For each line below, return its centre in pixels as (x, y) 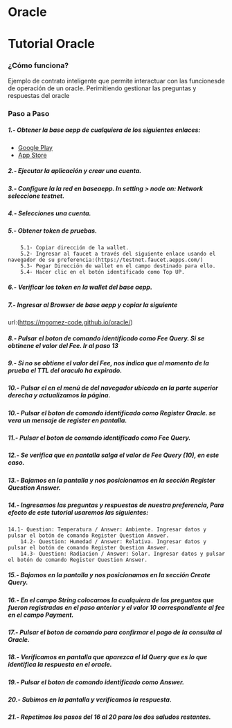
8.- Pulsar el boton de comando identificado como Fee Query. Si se (106, 338)
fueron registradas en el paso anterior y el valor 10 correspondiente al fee (116, 607)
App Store (32, 155)
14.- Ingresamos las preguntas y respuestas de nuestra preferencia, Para (116, 505)
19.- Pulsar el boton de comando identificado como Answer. (96, 682)
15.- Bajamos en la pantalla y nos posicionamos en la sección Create (109, 575)
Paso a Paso (29, 113)
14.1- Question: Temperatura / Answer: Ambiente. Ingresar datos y (107, 529)
